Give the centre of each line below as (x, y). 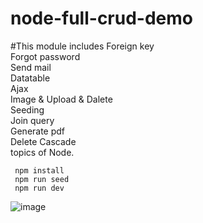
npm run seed (42, 179)
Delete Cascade (43, 141)
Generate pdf (38, 131)
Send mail (31, 67)
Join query (32, 120)
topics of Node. (42, 152)
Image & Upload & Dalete (61, 99)
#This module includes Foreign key (82, 46)
